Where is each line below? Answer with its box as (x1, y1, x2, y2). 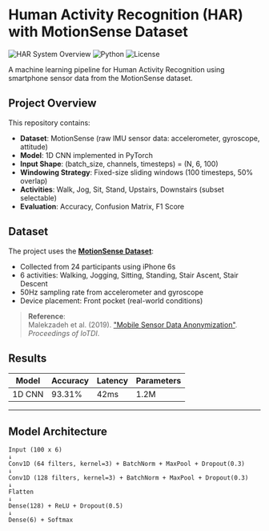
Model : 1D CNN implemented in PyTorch (19, 150, 154, 160)
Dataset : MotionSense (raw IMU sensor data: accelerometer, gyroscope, (19, 133, 260, 143)
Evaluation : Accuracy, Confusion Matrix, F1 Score (19, 201, 185, 211)
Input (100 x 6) (8, 446, 62, 454)
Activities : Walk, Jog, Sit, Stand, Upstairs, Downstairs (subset (19, 184, 224, 194)
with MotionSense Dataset (8, 22, 188, 41)
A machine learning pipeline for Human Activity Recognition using (8, 64, 226, 74)
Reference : (27, 311, 66, 321)
